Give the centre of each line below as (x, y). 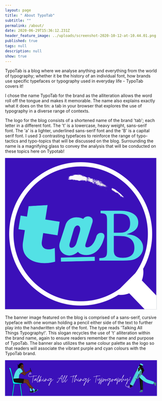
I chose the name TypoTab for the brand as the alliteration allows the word (79, 95)
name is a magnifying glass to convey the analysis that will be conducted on (81, 146)
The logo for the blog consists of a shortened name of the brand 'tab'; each (80, 120)
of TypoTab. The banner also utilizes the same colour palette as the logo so (80, 343)
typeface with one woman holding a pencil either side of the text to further (79, 323)
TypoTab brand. (20, 354)
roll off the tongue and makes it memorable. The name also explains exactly (80, 100)
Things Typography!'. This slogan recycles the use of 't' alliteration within (78, 333)
